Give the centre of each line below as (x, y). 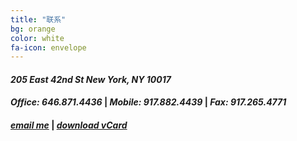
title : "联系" (38, 19)
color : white (37, 38)
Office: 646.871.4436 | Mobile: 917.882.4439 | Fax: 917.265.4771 (148, 102)
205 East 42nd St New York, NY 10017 (91, 79)
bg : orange (33, 29)
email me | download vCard (69, 125)
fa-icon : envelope (48, 47)
